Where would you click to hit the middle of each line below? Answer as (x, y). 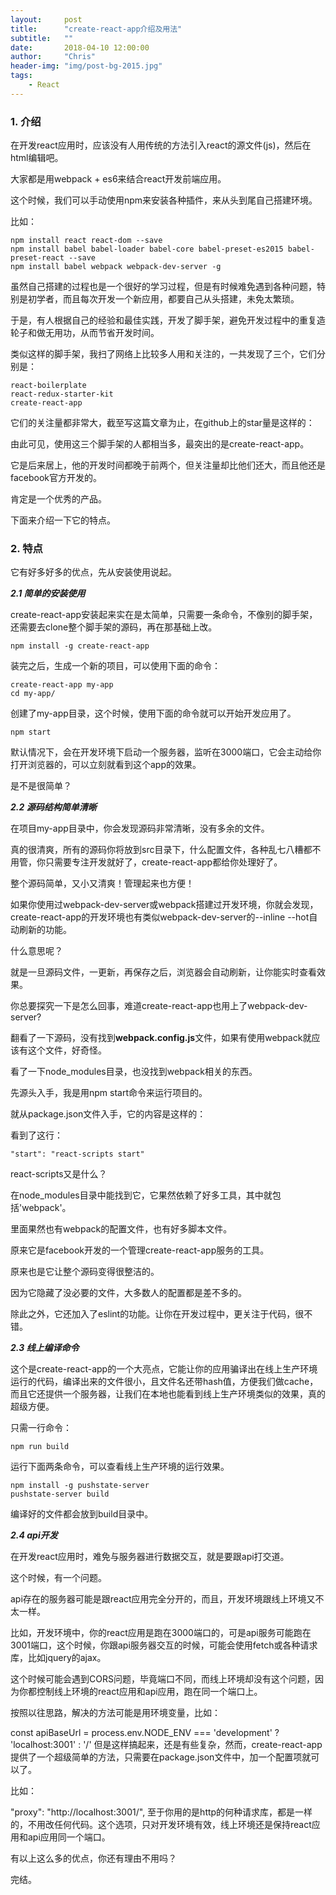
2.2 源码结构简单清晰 (53, 807)
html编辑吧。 (37, 158)
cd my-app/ (33, 694)
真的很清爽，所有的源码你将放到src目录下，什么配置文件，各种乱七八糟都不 (166, 850)
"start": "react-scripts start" (77, 1154)
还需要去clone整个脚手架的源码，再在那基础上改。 (114, 627)
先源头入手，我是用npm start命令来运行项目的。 (109, 1093)
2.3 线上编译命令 (45, 1348)
